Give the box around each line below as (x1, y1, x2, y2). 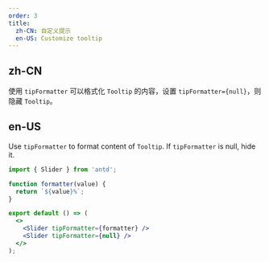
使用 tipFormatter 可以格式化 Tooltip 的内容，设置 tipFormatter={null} (8, 86, 247, 96)
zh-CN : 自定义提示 (15, 27, 71, 35)
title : (8, 19, 31, 27)
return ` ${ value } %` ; (15, 187, 85, 195)
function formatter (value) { (8, 180, 106, 188)
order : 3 (8, 11, 38, 20)
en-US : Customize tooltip (15, 34, 103, 43)
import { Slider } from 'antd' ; (8, 166, 117, 174)
